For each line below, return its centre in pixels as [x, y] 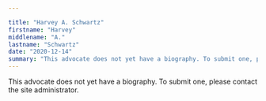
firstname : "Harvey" [42, 30]
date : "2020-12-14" [40, 52]
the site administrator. [44, 90]
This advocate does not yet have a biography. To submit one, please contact [133, 81]
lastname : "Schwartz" [44, 44]
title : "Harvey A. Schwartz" [56, 22]
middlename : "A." [37, 37]
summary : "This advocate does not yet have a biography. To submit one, [131, 59]
